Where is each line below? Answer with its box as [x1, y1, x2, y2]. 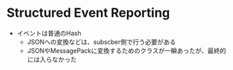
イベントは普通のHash [16, 29, 81, 37]
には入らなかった [27, 55, 77, 64]
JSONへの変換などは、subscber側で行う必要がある [27, 37, 176, 46]
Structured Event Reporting [6, 5, 171, 21]
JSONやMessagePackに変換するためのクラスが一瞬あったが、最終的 [27, 46, 226, 55]
